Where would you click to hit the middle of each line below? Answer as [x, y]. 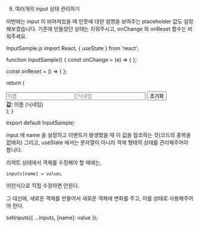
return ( [15, 83]
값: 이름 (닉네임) [25, 104]
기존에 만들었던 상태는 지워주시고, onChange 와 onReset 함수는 [112, 29]
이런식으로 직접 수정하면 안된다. [43, 186]
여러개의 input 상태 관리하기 [47, 9]
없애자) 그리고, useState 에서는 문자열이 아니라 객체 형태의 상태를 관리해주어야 [97, 142]
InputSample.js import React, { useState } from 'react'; [73, 48]
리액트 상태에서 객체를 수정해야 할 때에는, [54, 162]
